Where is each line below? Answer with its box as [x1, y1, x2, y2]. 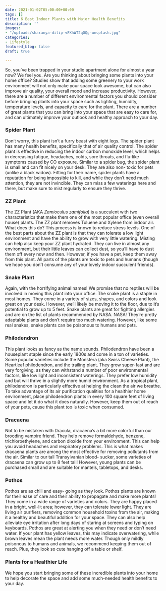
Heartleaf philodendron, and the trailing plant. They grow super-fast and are [5, 362, 160, 368]
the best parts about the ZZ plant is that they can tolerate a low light [5, 230, 144, 236]
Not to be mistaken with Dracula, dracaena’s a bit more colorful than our [5, 427, 152, 433]
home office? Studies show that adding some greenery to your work [5, 77, 144, 83]
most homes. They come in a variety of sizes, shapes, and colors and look [5, 296, 157, 302]
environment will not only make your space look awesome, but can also [5, 82, 151, 88]
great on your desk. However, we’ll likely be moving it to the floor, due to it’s [5, 301, 160, 307]
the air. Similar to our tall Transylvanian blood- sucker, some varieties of [5, 454, 152, 460]
